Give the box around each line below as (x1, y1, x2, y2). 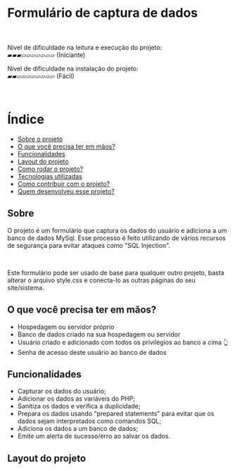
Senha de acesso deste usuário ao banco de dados (17, 348, 167, 356)
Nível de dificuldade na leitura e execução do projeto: (7, 43, 163, 51)
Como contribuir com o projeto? (17, 180, 110, 188)
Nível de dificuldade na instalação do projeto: (7, 64, 139, 73)
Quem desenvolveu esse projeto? (17, 187, 115, 195)
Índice (7, 111, 44, 127)
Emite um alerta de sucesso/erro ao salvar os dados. (17, 432, 171, 441)
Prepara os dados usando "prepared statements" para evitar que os (17, 410, 215, 418)
